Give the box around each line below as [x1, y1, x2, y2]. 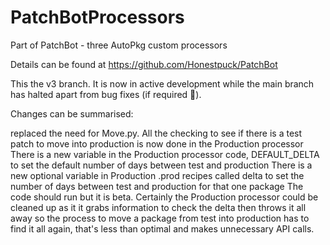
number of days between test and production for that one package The [10, 180, 304, 192]
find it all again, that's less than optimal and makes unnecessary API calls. [10, 222, 315, 235]
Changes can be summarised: [10, 107, 134, 120]
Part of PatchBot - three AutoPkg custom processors [10, 39, 228, 51]
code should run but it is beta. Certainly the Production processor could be [10, 191, 319, 203]
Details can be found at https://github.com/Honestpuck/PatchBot [10, 58, 278, 70]
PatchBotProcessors [10, 6, 185, 29]
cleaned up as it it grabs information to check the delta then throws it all [10, 201, 307, 213]
